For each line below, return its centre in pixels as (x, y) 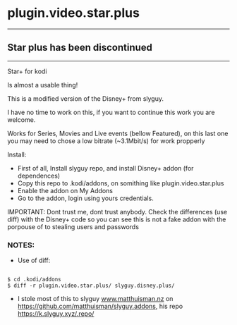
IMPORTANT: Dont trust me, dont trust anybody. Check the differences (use (117, 211)
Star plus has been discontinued (80, 48)
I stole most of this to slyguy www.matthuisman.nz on (95, 299)
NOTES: (21, 245)
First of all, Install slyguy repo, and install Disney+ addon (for (105, 168)
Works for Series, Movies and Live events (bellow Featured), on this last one (118, 133)
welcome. (22, 119)
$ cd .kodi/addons (34, 280)
